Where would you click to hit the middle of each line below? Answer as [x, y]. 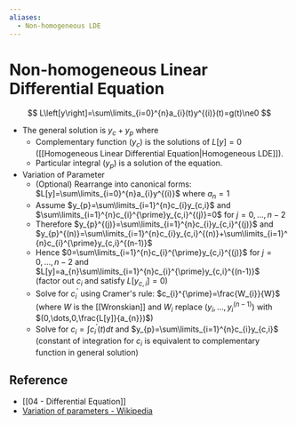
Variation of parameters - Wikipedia [87, 411]
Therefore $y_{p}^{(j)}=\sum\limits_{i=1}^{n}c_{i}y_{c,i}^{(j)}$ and [154, 224]
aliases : [25, 17]
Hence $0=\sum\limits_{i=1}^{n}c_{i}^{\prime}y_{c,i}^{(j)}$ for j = [154, 252]
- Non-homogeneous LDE [59, 26]
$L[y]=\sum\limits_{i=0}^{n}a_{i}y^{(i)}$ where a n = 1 [132, 194]
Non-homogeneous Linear [109, 70]
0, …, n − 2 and [62, 261]
